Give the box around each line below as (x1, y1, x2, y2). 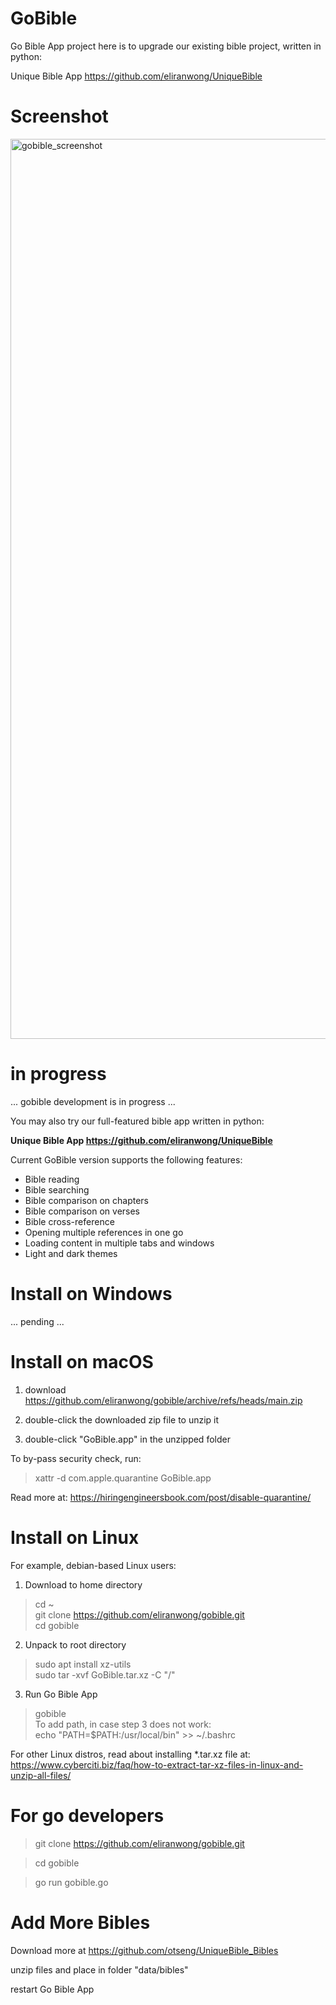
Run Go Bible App (24, 1688, 98, 1700)
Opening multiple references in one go (24, 1226, 184, 1238)
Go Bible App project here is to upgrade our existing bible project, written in (10, 40, 322, 52)
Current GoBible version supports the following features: (10, 1153, 243, 1166)
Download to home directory (24, 1578, 143, 1591)
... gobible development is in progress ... (10, 1095, 176, 1107)
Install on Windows (10, 1283, 173, 1305)
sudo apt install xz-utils (34, 1658, 132, 1670)
